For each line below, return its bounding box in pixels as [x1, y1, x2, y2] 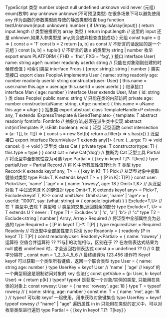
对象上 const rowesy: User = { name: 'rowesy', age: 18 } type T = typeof [13, 283, 161, 289]
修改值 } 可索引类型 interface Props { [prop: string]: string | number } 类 [9, 66, 156, 71]
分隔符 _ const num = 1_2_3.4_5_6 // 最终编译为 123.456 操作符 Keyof [9, 252, 151, 258]
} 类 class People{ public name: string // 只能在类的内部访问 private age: [5, 95, 153, 101]
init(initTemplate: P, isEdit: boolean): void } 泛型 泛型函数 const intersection [5, 124, 159, 130]
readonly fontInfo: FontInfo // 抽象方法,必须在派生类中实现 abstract [5, 118, 142, 124]
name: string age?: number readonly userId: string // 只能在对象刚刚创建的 [5, 59, 158, 65]
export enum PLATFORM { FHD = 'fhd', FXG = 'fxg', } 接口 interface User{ [5, 53, 156, 59]
